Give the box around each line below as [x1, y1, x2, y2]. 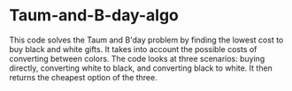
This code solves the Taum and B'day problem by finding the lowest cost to [9, 34, 284, 45]
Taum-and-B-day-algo [9, 5, 180, 26]
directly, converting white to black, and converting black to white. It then [9, 63, 273, 73]
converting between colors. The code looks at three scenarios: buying [9, 53, 265, 64]
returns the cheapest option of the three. [9, 72, 158, 82]
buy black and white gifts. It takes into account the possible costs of [9, 43, 257, 54]
